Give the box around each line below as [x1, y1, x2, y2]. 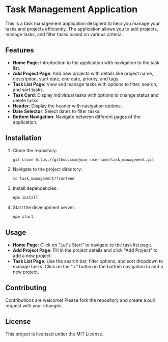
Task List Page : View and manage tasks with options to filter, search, [12, 81, 158, 87]
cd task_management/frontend [12, 176, 75, 181]
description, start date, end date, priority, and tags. [12, 75, 120, 82]
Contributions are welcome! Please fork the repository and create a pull [5, 297, 155, 303]
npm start [12, 214, 34, 219]
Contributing [5, 283, 47, 292]
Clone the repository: [12, 147, 58, 153]
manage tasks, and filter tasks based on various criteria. [5, 31, 123, 37]
